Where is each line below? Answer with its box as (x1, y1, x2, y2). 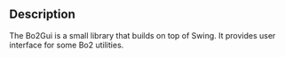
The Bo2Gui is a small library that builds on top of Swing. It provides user (9, 30, 276, 40)
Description (9, 7, 75, 22)
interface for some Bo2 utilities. (9, 39, 124, 50)
